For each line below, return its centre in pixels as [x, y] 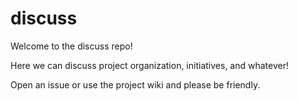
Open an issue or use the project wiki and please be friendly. [135, 84]
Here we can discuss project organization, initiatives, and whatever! [149, 65]
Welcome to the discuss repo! [71, 46]
